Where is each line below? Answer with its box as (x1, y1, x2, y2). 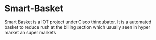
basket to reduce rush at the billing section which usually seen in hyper (4, 24, 150, 30)
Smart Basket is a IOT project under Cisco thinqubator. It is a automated (4, 19, 152, 25)
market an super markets (4, 29, 56, 35)
